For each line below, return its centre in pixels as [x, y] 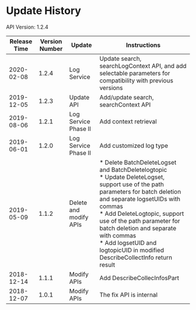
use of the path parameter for [140, 221]
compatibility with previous [136, 80]
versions [111, 88]
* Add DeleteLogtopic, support [142, 213]
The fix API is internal [129, 295]
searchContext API [125, 105]
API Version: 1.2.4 [27, 27]
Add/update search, [127, 97]
